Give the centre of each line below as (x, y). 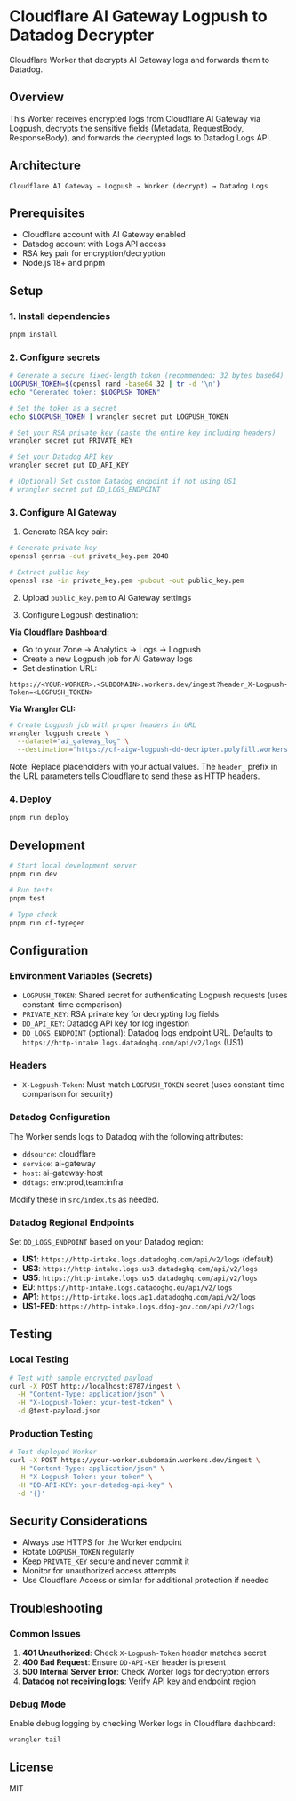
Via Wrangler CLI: (42, 708)
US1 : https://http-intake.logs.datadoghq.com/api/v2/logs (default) (148, 1259)
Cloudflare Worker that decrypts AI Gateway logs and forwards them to (139, 60)
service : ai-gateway (59, 1163)
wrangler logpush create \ (59, 733)
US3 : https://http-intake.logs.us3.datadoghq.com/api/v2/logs (140, 1268)
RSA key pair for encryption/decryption (94, 253)
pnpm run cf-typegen (48, 923)
